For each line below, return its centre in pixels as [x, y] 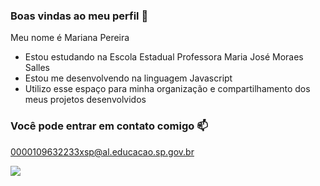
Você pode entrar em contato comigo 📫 [109, 126]
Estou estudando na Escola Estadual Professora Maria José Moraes [164, 57]
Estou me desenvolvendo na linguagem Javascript [128, 78]
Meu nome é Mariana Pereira [70, 38]
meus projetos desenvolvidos [85, 100]
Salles [37, 68]
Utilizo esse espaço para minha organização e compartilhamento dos [167, 89]
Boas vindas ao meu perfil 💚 [79, 16]
